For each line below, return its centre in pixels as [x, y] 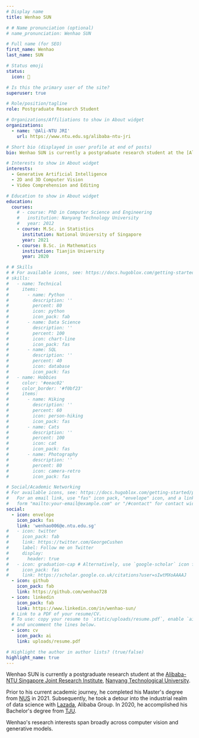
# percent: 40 [34, 361]
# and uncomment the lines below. [54, 625]
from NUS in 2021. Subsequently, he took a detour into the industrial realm [97, 698]
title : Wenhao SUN [29, 17]
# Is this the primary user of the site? [58, 87]
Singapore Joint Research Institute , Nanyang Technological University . [105, 681]
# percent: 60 [34, 410]
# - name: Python [36, 295]
